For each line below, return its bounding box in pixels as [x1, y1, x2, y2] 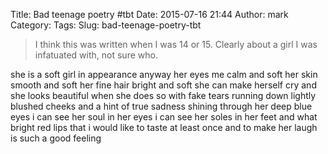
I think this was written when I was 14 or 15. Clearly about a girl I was [34, 39, 318, 50]
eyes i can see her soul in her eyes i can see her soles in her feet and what [10, 111, 318, 123]
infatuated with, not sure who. [34, 49, 158, 61]
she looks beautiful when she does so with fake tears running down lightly [10, 90, 317, 101]
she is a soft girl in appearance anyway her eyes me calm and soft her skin [10, 69, 318, 80]
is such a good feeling [10, 132, 102, 144]
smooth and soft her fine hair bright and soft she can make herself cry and [10, 79, 317, 91]
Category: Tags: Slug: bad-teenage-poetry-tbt [10, 19, 202, 31]
